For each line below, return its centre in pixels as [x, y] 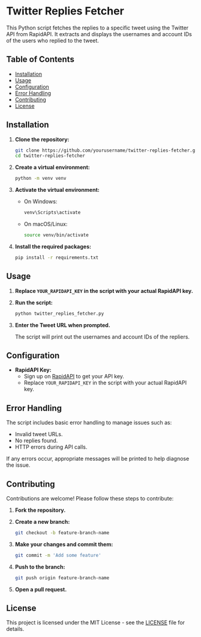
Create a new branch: [42, 522]
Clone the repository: [42, 139]
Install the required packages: [53, 246]
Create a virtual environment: [52, 167]
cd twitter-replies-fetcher [50, 156]
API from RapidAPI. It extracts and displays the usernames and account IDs [99, 34]
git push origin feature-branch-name [62, 578]
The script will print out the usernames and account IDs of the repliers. [102, 337]
